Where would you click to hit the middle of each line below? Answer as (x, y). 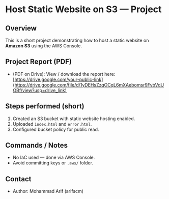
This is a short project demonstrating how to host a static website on (77, 40)
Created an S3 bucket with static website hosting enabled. (74, 119)
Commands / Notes (36, 145)
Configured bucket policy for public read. (56, 129)
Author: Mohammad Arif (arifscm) (48, 191)
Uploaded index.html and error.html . (52, 124)
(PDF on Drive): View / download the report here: (64, 74)
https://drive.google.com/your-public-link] (59, 79)
